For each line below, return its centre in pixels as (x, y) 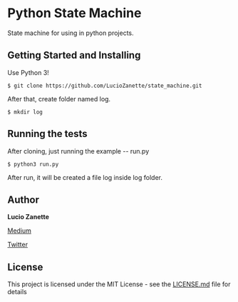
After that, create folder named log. (59, 99)
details (17, 292)
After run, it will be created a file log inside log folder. (85, 177)
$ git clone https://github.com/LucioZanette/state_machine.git (105, 86)
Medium (20, 231)
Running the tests (47, 134)
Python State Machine (74, 13)
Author (23, 200)
